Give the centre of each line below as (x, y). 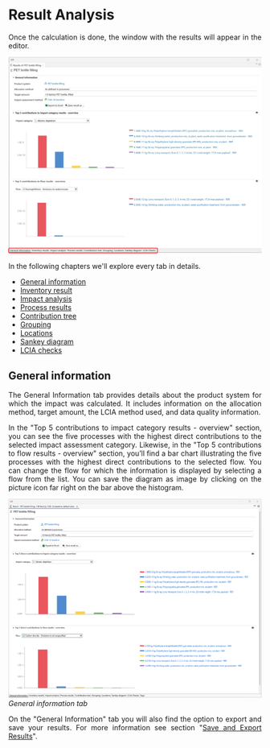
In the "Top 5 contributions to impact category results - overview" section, (135, 428)
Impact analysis (46, 299)
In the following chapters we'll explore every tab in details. (104, 267)
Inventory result (46, 291)
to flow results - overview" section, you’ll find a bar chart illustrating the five (135, 453)
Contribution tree (48, 316)
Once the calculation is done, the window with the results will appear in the (135, 37)
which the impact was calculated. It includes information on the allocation (135, 403)
